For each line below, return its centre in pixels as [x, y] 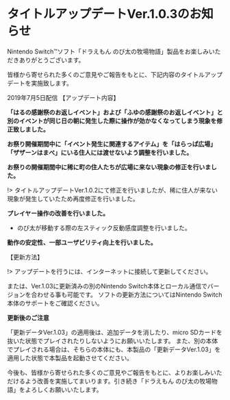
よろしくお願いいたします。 [64, 389]
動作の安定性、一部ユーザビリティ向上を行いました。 [82, 242]
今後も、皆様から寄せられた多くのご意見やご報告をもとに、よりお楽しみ [109, 372]
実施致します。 [52, 83]
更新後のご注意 [28, 317]
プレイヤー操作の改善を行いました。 [58, 213]
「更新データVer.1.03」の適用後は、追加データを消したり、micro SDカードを [115, 332]
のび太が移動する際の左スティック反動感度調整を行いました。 [104, 227]
